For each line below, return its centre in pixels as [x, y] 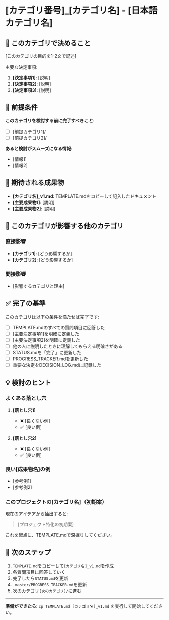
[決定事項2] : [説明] [32, 84]
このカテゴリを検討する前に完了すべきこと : [50, 120]
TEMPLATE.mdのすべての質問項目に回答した [58, 327]
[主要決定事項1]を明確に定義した [46, 334]
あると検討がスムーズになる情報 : [39, 148]
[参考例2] [22, 487]
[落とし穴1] [24, 410]
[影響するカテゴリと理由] [38, 286]
